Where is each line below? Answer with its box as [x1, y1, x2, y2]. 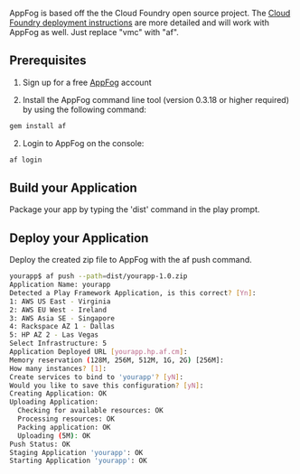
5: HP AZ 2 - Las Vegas [9, 330, 99, 339]
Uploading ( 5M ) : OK [17, 431, 91, 441]
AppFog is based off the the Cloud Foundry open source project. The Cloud [9, 8, 291, 18]
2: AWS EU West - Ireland [9, 305, 107, 314]
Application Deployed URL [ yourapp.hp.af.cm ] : [9, 348, 188, 357]
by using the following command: [22, 104, 147, 115]
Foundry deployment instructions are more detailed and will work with [9, 17, 269, 28]
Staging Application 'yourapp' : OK [9, 448, 144, 457]
